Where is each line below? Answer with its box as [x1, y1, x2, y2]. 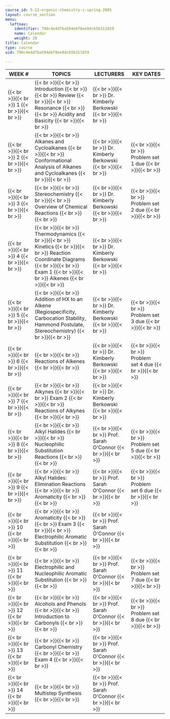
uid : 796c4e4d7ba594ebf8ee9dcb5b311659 [5, 50, 90, 55]
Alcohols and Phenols [34, 600, 87, 607]
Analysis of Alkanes [34, 163, 82, 170]
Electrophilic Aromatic [34, 533, 87, 540]
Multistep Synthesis [34, 690, 82, 697]
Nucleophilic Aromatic [34, 570, 88, 577]
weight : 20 [14, 36, 37, 41]
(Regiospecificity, [34, 308, 77, 315]
